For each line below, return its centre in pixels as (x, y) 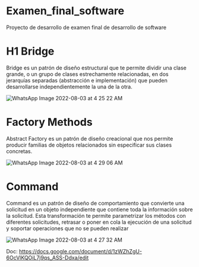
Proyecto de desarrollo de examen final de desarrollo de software (86, 27)
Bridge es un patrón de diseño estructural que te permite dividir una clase (97, 68)
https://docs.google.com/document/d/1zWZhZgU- (80, 251)
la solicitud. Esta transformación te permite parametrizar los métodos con (96, 215)
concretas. (19, 151)
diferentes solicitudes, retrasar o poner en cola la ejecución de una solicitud (99, 222)
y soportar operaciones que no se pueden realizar (67, 228)
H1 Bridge (30, 51)
